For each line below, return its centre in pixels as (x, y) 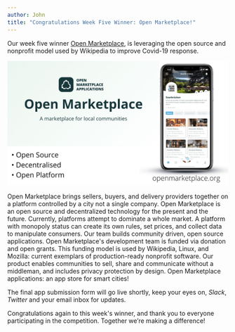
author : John (26, 15)
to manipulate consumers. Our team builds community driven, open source (115, 234)
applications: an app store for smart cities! (68, 279)
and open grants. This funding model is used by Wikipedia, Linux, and (108, 249)
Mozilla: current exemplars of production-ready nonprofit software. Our (110, 256)
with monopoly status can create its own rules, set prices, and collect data (115, 226)
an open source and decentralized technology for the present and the (108, 211)
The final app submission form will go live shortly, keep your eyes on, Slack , (117, 292)
